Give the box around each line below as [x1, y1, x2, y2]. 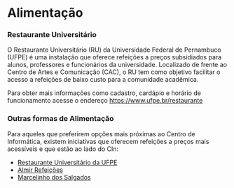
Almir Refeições [17, 166, 63, 174]
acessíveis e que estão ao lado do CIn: [7, 145, 119, 153]
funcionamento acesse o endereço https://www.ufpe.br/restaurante [7, 96, 203, 105]
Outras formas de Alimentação [7, 114, 114, 124]
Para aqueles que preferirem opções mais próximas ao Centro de [7, 129, 195, 138]
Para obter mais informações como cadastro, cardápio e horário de [7, 89, 202, 97]
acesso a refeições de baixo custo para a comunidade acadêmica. [7, 75, 199, 84]
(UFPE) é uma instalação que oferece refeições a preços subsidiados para [7, 53, 222, 62]
